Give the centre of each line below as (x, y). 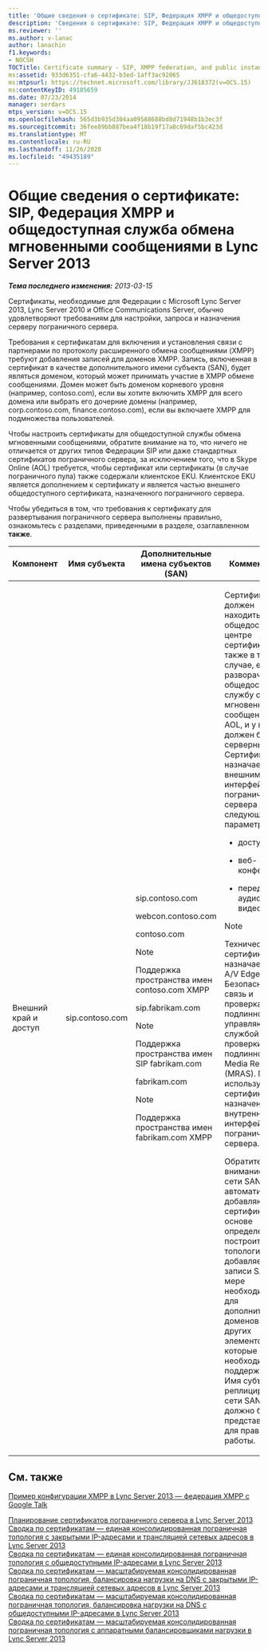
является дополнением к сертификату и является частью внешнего (124, 485)
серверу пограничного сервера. (64, 327)
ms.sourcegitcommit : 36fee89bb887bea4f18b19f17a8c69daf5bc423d (116, 127)
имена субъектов (176, 564)
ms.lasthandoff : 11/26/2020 (55, 149)
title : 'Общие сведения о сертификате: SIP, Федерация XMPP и (114, 16)
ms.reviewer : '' (35, 30)
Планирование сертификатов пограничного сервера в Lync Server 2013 (131, 1520)
